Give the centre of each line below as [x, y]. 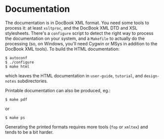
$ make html [17, 67]
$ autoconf [16, 58]
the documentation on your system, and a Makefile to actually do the [75, 38]
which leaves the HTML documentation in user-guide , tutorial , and [74, 75]
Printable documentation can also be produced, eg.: [58, 90]
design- [151, 76]
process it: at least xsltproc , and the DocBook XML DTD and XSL [71, 28]
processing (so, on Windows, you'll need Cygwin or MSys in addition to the [81, 43]
